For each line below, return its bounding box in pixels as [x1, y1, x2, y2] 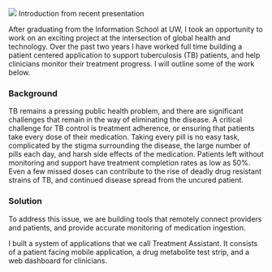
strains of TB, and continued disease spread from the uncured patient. [8, 175, 244, 185]
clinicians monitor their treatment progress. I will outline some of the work [8, 59, 255, 68]
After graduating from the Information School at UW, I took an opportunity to [8, 24, 264, 34]
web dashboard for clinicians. [8, 256, 108, 266]
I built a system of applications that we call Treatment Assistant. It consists [8, 238, 258, 248]
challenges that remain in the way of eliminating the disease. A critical [8, 114, 242, 125]
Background [8, 88, 58, 99]
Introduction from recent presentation [18, 9, 145, 18]
